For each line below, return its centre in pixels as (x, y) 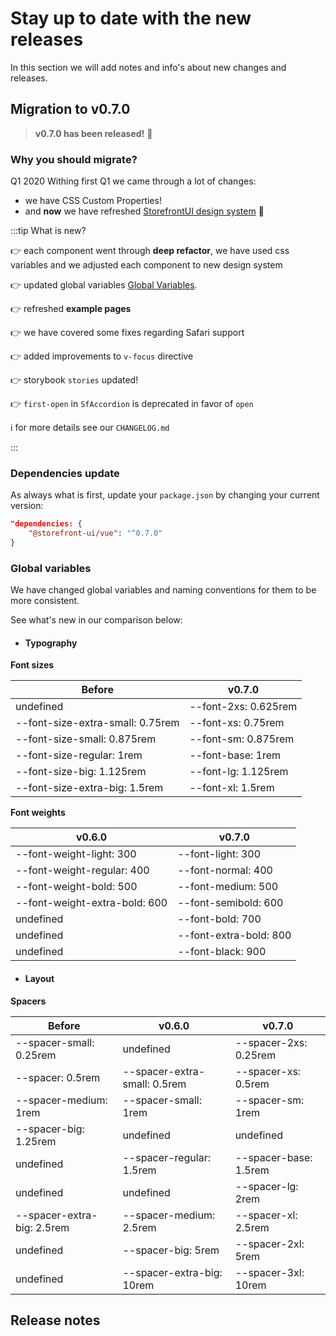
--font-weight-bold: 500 (76, 887)
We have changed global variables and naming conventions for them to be (163, 590)
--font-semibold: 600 (230, 903)
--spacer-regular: (166, 1157)
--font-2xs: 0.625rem (243, 707)
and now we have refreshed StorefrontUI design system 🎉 (144, 211)
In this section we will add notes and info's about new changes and (148, 67)
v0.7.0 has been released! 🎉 (93, 133)
